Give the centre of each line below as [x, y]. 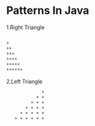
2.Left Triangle [25, 81]
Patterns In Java [48, 11]
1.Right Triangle [25, 27]
